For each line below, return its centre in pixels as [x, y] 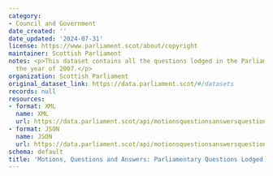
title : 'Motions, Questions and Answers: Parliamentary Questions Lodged [136, 159]
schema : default [36, 152]
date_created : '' [38, 31]
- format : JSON [34, 129]
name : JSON [34, 136]
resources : [27, 99]
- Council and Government [52, 24]
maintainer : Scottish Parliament [65, 54]
